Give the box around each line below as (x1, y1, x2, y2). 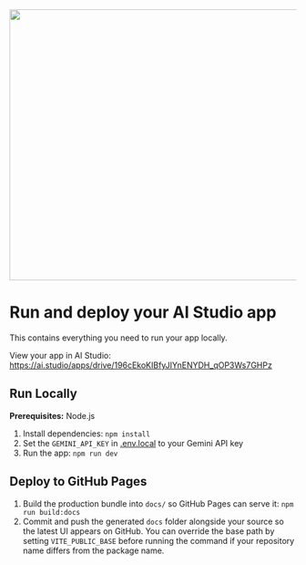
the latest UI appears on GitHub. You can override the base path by (22, 525, 275, 537)
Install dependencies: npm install (22, 428, 150, 439)
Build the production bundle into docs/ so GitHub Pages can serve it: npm (22, 497, 294, 509)
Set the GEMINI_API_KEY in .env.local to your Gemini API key (22, 437, 244, 448)
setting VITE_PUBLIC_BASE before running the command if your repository (22, 535, 295, 546)
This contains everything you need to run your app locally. (9, 332, 228, 343)
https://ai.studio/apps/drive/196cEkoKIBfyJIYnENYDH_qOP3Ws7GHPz (9, 360, 273, 371)
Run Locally (9, 386, 77, 402)
